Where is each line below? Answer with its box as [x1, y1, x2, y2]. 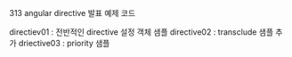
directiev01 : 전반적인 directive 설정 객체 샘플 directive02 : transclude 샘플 [9, 27, 274, 37]
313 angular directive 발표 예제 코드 [9, 8, 136, 18]
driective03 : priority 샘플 [18, 38, 110, 48]
